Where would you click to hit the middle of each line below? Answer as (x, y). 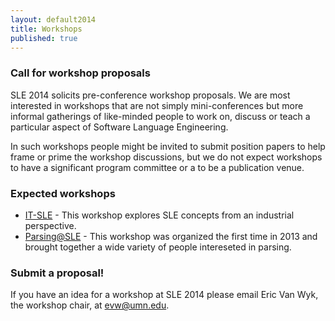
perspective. (50, 225)
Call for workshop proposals (80, 73)
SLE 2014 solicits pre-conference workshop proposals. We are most (150, 95)
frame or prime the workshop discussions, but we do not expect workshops (166, 157)
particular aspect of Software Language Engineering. (119, 127)
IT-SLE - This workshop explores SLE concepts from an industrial (159, 215)
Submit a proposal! (57, 273)
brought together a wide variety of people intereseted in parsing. (158, 247)
